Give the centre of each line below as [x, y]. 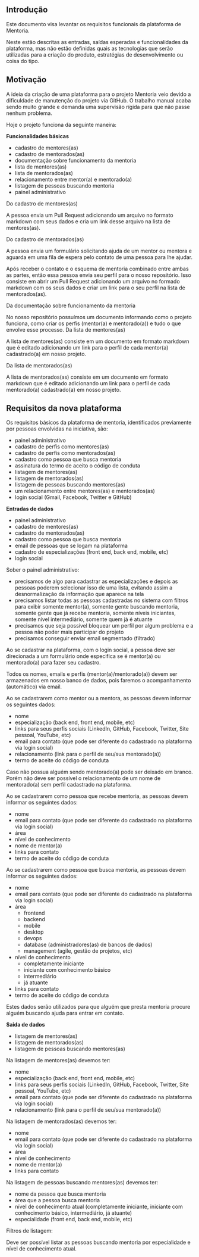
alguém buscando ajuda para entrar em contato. [65, 1013]
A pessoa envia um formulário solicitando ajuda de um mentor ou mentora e [99, 251]
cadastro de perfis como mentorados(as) [65, 453]
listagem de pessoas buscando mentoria [64, 185]
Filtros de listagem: [29, 1231]
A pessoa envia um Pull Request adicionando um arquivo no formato [90, 215]
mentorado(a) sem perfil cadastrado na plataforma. [69, 785]
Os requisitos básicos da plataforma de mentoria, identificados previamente [99, 423]
